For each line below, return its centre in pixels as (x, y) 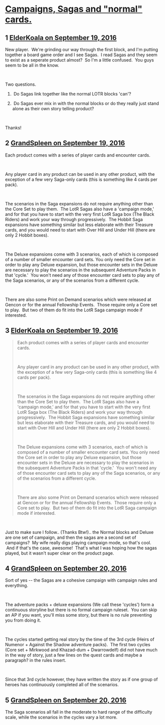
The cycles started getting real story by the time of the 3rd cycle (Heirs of (80, 639)
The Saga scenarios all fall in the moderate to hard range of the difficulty (79, 712)
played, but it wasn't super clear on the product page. (60, 553)
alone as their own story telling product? (53, 109)
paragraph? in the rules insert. (36, 660)
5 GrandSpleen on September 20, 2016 (66, 700)
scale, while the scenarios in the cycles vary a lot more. (61, 717)
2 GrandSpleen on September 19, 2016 (65, 143)
